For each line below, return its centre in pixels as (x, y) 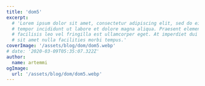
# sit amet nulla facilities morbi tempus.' (69, 40)
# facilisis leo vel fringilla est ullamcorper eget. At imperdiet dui (105, 35)
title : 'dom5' (24, 12)
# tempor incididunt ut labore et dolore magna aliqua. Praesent (97, 29)
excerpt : (17, 18)
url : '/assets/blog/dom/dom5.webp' (57, 74)
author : (16, 57)
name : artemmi (30, 62)
